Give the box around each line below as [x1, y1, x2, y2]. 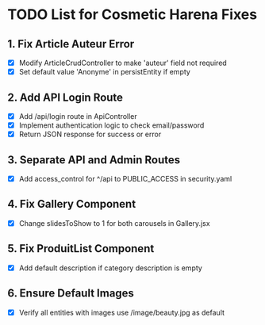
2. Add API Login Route [7, 90, 124, 104]
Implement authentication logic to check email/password [18, 120, 205, 130]
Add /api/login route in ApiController [18, 111, 138, 120]
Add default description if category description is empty [18, 263, 203, 273]
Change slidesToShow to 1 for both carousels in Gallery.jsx [18, 218, 211, 227]
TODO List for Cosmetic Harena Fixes [7, 6, 258, 24]
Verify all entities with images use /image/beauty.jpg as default [18, 308, 225, 317]
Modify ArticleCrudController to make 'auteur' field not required [18, 58, 227, 67]
